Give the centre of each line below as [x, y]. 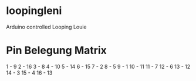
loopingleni [34, 11]
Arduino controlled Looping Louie [46, 27]
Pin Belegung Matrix [57, 50]
